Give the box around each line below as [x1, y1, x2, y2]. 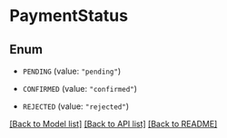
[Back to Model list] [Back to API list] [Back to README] [9, 119, 218, 129]
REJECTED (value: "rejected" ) [22, 101, 130, 112]
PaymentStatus [9, 5, 129, 26]
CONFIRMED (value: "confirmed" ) [22, 84, 138, 94]
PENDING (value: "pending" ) [22, 65, 121, 76]
